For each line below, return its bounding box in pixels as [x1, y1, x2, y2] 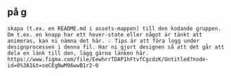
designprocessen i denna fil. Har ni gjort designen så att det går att [7, 43, 225, 51]
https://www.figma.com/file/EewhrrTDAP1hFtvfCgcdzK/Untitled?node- [7, 56, 209, 63]
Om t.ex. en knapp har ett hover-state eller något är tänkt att [7, 31, 202, 38]
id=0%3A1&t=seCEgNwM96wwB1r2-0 [7, 62, 99, 69]
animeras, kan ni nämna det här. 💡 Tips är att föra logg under [7, 37, 200, 44]
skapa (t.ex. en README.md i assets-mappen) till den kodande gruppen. [7, 25, 221, 32]
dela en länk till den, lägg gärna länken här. [7, 49, 150, 56]
